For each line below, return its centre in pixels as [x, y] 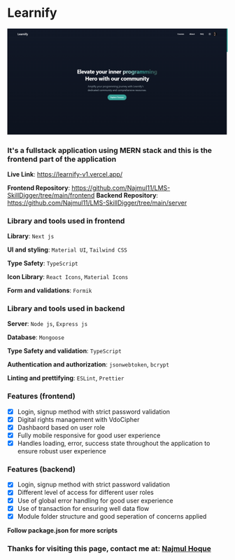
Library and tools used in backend [66, 308]
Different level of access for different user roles [85, 493]
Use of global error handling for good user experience [95, 500]
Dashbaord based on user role [61, 427]
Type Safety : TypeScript [43, 264]
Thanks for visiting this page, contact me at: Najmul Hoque [109, 548]
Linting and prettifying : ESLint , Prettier [66, 378]
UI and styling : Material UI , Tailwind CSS [67, 250]
